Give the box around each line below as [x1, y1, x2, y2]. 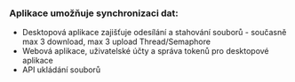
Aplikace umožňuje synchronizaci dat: [9, 7, 179, 19]
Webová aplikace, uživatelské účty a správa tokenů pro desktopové [21, 46, 269, 56]
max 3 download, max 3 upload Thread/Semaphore [21, 36, 211, 47]
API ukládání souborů [21, 64, 100, 75]
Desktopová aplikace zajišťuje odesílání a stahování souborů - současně [21, 27, 287, 38]
